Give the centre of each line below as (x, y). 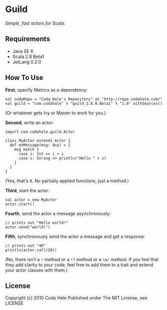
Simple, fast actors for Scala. (36, 23)
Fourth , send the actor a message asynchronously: (58, 213)
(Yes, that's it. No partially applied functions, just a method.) (67, 181)
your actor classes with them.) (36, 270)
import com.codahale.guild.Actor (40, 132)
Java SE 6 (23, 51)
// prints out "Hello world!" (37, 222)
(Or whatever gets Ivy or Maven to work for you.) (56, 113)
